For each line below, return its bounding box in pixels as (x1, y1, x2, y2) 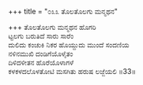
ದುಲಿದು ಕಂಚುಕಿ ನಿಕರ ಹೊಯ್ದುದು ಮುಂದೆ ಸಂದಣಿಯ (8, 40, 130, 50)
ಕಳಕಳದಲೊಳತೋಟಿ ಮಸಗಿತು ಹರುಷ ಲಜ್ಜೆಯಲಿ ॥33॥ (8, 67, 136, 76)
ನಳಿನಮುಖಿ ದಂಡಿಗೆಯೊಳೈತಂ (8, 49, 73, 58)
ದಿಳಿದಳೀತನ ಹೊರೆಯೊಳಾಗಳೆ (8, 58, 74, 67)
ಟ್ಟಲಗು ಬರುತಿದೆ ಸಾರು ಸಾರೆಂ (8, 31, 74, 40)
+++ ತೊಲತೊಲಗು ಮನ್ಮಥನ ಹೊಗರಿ (8, 23, 96, 31)
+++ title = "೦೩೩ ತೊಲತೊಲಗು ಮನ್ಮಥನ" (8, 7, 119, 16)
